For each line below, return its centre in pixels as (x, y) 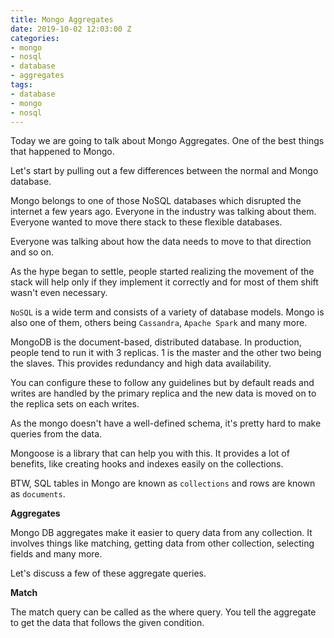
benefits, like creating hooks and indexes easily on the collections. (147, 464)
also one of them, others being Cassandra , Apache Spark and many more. (159, 323)
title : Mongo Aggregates (62, 19)
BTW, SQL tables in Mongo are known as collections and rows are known (163, 483)
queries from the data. (56, 434)
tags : (21, 85)
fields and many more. (56, 554)
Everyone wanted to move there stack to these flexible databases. (146, 222)
